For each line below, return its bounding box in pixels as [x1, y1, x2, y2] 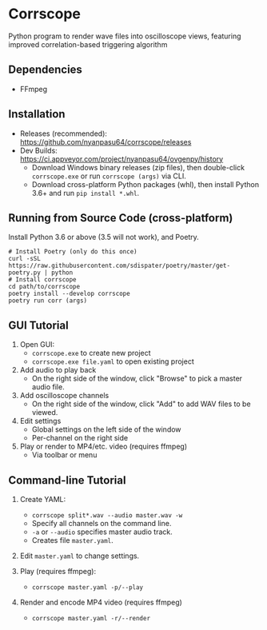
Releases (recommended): [19, 129, 108, 138]
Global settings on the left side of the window [31, 425, 181, 434]
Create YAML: [19, 495, 66, 504]
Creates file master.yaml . [31, 536, 114, 544]
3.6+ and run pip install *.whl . [31, 188, 140, 197]
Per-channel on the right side [31, 433, 129, 443]
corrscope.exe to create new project [31, 349, 151, 358]
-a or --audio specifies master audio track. [31, 527, 173, 536]
